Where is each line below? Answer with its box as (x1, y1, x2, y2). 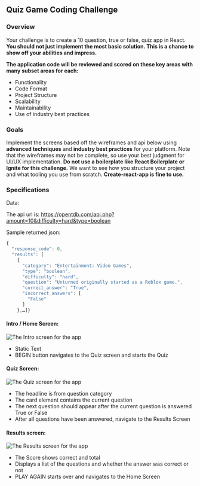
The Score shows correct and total (14, 454, 100, 461)
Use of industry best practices (14, 110, 90, 117)
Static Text (14, 345, 42, 352)
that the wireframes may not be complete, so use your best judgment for (6, 151, 185, 159)
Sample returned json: (6, 229, 61, 236)
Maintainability (14, 104, 51, 111)
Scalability (14, 98, 41, 105)
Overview (6, 23, 35, 31)
